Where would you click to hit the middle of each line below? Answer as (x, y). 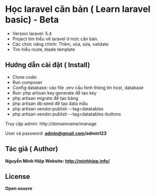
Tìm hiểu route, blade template (44, 49)
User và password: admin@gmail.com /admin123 (56, 133)
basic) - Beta (32, 20)
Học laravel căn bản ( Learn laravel (78, 9)
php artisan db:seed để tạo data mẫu (50, 103)
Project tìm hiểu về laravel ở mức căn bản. (55, 39)
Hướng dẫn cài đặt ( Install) (48, 65)
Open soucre (19, 189)
